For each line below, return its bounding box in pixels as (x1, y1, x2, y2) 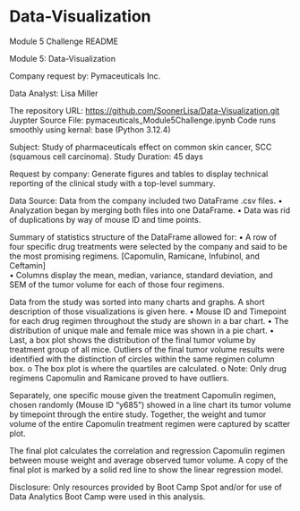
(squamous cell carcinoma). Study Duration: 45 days (9, 150, 203, 162)
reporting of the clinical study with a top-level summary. (9, 177, 216, 189)
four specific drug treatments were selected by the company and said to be (9, 241, 288, 251)
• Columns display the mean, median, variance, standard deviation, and (9, 269, 273, 280)
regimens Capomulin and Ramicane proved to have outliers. (9, 372, 230, 383)
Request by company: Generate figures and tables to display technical (9, 168, 269, 179)
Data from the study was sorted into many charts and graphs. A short (9, 296, 266, 307)
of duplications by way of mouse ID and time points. (9, 214, 201, 225)
